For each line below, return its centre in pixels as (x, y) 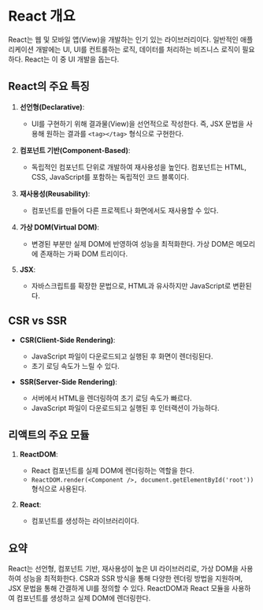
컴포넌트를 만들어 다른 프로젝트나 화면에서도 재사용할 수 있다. (125, 210)
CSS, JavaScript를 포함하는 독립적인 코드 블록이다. (110, 177)
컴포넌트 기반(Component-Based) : (75, 150)
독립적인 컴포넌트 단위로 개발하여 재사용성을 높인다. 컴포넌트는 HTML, (139, 167)
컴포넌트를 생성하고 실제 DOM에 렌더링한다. (83, 598)
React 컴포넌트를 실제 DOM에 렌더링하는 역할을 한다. (113, 471)
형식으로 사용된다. (59, 489)
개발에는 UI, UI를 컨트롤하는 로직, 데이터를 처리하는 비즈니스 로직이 (138, 49)
